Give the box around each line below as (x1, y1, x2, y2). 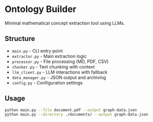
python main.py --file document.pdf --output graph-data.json (4, 107, 137, 112)
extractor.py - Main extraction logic (11, 53, 87, 59)
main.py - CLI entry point (11, 47, 63, 53)
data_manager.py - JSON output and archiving (11, 74, 106, 80)
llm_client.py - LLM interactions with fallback (11, 69, 108, 75)
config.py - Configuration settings (11, 79, 83, 85)
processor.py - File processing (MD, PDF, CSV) (11, 58, 109, 64)
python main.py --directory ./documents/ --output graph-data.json (4, 112, 148, 117)
